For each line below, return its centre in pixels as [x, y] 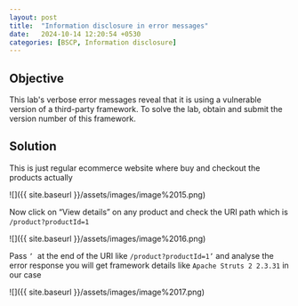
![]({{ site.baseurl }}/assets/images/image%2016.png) [108, 238]
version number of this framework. [72, 119]
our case [25, 274]
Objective [37, 78]
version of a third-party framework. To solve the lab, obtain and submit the [146, 109]
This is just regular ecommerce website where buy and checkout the [135, 168]
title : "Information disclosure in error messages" [109, 26]
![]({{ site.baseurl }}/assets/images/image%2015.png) [108, 194]
